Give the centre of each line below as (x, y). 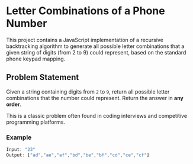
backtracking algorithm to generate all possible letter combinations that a (95, 46)
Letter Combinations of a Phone (86, 11)
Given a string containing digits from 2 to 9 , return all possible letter (88, 91)
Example (19, 137)
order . (14, 104)
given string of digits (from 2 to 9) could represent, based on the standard (96, 52)
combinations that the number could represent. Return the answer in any (95, 98)
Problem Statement (43, 77)
